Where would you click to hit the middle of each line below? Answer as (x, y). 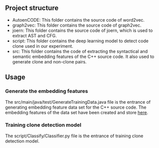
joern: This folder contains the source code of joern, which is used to (82, 30)
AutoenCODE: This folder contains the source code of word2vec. (78, 20)
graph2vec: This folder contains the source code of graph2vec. (77, 25)
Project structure (32, 8)
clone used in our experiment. (43, 46)
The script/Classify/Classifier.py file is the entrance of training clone (74, 136)
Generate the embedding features (47, 91)
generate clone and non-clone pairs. (49, 61)
